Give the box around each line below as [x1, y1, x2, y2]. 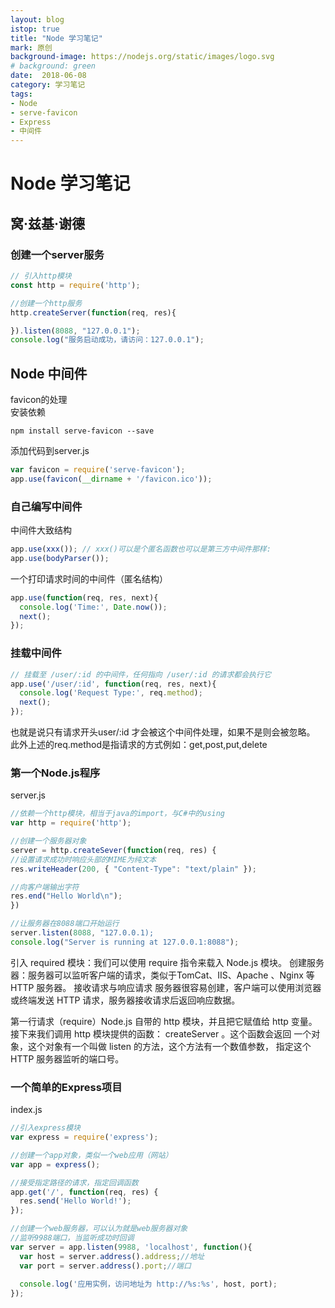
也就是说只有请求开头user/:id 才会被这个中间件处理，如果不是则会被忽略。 [10, 726, 316, 738]
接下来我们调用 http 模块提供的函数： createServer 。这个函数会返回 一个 [10, 1027, 312, 1040]
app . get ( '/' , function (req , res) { [10, 1187, 159, 1197]
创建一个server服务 [10, 247, 105, 261]
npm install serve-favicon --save [10, 426, 155, 436]
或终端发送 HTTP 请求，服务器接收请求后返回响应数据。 [10, 994, 241, 1006]
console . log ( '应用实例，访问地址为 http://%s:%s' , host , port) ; [19, 1279, 278, 1290]
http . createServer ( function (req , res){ [10, 307, 177, 318]
